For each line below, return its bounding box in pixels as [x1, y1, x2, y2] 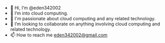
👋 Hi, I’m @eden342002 [10, 5, 61, 11]
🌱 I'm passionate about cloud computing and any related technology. [10, 16, 156, 21]
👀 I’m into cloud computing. [10, 10, 68, 16]
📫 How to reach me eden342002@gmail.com [10, 32, 108, 38]
